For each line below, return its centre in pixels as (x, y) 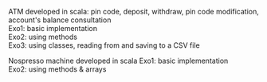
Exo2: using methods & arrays (57, 69)
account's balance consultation (60, 20)
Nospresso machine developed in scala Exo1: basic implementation (118, 61)
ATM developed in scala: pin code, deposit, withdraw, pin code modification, (133, 12)
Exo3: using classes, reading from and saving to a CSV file (104, 45)
